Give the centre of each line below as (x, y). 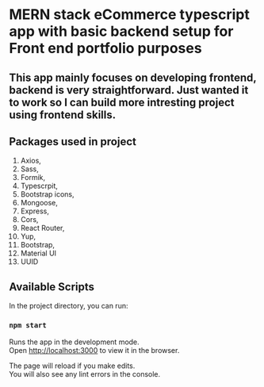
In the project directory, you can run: (69, 306)
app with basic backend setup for (121, 31)
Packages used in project (73, 142)
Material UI (38, 253)
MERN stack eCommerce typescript (130, 15)
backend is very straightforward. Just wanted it (129, 90)
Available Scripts (52, 287)
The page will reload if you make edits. (72, 366)
